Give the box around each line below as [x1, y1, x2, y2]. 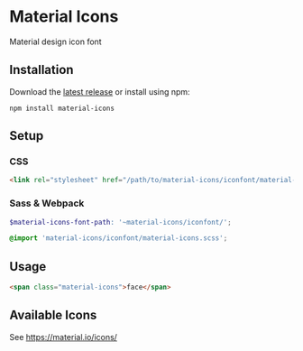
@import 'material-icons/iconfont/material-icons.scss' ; [9, 234, 228, 243]
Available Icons [9, 308, 97, 323]
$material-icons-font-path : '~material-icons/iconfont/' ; [9, 217, 232, 226]
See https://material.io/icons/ [9, 331, 117, 342]
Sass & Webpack [9, 197, 85, 209]
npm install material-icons [9, 104, 115, 113]
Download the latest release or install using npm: [9, 86, 191, 97]
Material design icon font [9, 36, 102, 47]
